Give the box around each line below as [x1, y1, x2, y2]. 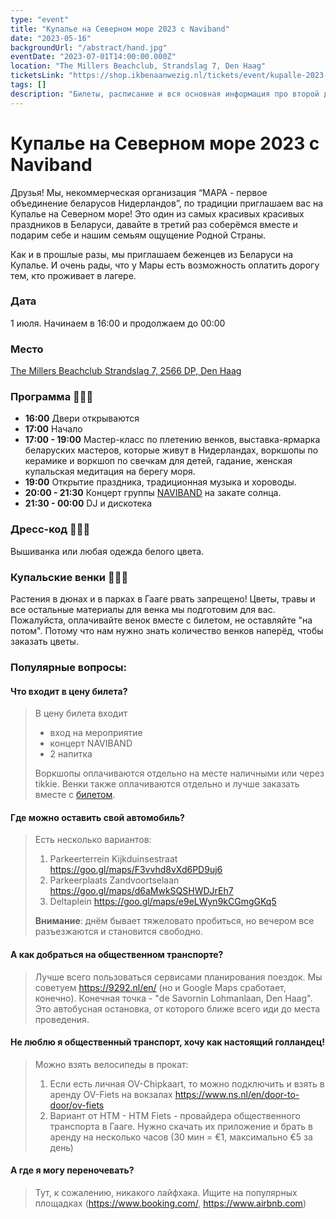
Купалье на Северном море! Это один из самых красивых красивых [10, 207, 305, 220]
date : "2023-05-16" [10, 33, 92, 43]
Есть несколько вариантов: [34, 834, 152, 846]
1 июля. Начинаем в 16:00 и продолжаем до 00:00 [10, 317, 226, 329]
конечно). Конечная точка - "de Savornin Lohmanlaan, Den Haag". [34, 992, 313, 1004]
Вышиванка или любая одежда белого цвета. [10, 545, 205, 557]
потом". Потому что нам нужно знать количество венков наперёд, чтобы [10, 625, 324, 637]
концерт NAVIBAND [49, 737, 133, 750]
